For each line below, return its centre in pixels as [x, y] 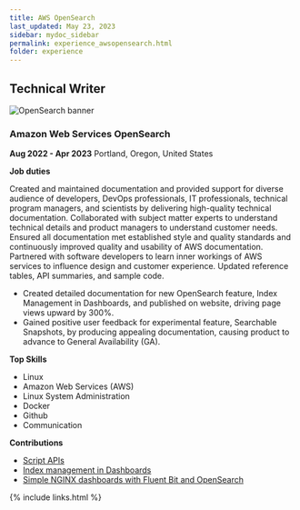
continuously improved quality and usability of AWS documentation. [136, 247]
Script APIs [44, 461]
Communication [52, 425]
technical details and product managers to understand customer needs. [144, 227]
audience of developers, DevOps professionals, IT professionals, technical [149, 199]
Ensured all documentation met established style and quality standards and [150, 237]
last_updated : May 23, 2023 [63, 26]
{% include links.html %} [55, 497]
